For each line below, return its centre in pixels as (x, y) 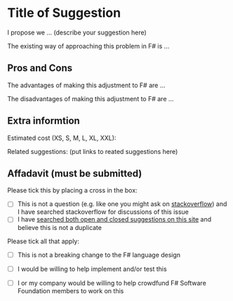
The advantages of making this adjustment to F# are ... (86, 85)
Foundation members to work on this (71, 290)
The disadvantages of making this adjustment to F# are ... (91, 98)
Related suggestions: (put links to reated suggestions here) (93, 151)
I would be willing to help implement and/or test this (92, 269)
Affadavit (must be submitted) (75, 173)
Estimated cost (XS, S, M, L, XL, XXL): (62, 138)
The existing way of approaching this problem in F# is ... (88, 46)
